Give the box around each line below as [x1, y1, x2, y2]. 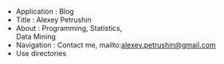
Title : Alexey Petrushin [15, 15, 92, 24]
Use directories [15, 49, 67, 58]
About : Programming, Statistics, [15, 24, 123, 32]
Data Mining [15, 32, 56, 41]
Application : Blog [15, 7, 74, 16]
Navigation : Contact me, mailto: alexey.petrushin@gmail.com [15, 40, 217, 50]
